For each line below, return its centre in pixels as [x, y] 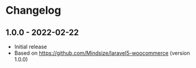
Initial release [30, 47]
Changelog [33, 10]
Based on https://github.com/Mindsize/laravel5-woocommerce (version [102, 53]
